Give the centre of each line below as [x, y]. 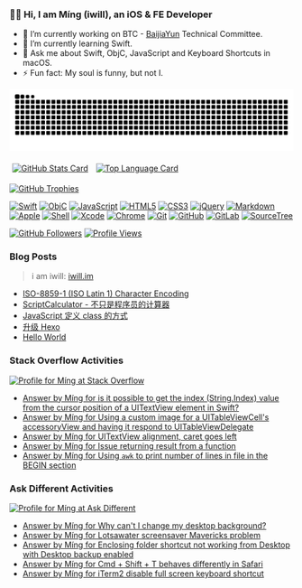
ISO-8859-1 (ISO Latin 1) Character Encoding [105, 294]
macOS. [37, 63]
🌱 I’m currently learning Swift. [77, 43]
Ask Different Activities [62, 489]
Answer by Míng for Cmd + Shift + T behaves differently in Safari [142, 564]
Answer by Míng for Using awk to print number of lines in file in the [145, 455]
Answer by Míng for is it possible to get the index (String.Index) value [151, 397]
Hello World [44, 337]
